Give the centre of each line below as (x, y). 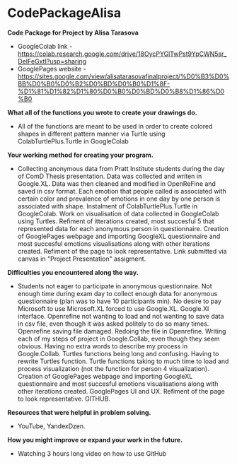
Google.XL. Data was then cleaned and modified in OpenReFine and (116, 183)
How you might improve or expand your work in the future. (95, 440)
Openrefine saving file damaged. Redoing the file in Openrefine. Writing (122, 331)
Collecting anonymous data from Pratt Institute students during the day (121, 168)
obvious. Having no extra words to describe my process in (103, 346)
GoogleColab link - (45, 46)
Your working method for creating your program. (80, 155)
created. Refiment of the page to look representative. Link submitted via (122, 251)
